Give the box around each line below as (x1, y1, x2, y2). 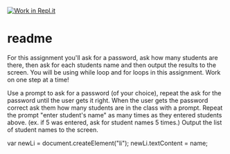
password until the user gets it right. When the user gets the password (7, 96, 209, 104)
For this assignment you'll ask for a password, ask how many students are (7, 53, 218, 61)
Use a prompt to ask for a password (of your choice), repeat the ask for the (7, 88, 222, 97)
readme (7, 31, 53, 46)
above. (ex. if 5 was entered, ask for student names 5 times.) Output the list (7, 118, 222, 126)
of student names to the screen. (7, 125, 98, 134)
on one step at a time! (7, 75, 69, 84)
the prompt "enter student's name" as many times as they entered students (7, 110, 222, 119)
